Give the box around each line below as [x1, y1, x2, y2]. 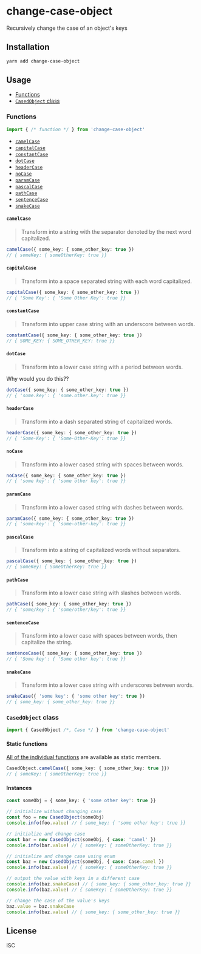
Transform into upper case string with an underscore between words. [21, 320, 196, 327]
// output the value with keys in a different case [6, 876, 140, 882]
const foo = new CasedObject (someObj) [6, 814, 104, 820]
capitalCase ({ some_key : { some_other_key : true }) [6, 289, 140, 295]
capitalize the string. [21, 639, 73, 646]
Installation [6, 42, 50, 52]
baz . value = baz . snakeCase [6, 903, 75, 909]
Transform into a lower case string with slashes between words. [21, 589, 182, 596]
